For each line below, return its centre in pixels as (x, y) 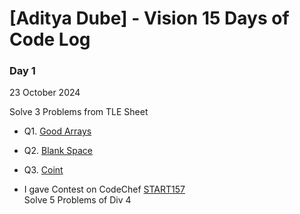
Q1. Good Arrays (57, 131)
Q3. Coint (43, 170)
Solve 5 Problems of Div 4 (77, 200)
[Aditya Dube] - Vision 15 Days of (149, 18)
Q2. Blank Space (58, 151)
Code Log (50, 39)
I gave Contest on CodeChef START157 (104, 189)
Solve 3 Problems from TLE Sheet (79, 112)
